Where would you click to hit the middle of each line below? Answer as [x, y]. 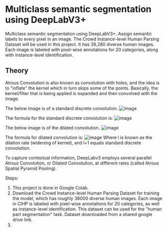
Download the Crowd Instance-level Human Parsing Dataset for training [86, 193]
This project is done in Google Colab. [50, 187]
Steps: [12, 178]
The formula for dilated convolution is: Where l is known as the [79, 137]
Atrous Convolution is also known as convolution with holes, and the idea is [82, 82]
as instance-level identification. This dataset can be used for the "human [87, 209]
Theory [17, 71]
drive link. [22, 219]
